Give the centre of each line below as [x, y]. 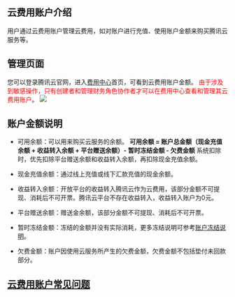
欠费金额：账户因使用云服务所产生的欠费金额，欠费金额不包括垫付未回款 [121, 251]
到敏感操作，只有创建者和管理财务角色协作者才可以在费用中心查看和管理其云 [117, 90]
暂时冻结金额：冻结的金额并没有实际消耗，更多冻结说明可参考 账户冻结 [119, 228]
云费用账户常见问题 [49, 284]
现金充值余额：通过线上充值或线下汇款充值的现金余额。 [97, 174]
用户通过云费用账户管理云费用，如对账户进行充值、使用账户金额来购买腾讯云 [117, 31]
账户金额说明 [35, 124]
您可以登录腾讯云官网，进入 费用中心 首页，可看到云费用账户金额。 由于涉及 [115, 82]
